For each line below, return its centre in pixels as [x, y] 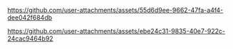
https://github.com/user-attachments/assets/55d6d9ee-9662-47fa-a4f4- [115, 10]
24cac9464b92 [30, 38]
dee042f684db [30, 17]
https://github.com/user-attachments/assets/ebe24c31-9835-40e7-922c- [116, 31]
